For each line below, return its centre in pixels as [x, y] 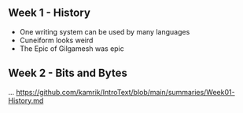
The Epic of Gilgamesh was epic [72, 48]
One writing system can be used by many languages [105, 31]
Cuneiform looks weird [56, 40]
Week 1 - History [49, 13]
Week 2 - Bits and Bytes [68, 73]
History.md [26, 100]
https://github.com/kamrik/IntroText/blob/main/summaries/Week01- [125, 92]
